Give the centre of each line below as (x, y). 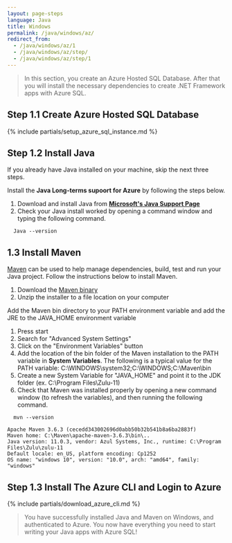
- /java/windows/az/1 (45, 46)
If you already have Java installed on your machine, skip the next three (108, 169)
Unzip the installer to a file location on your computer (93, 297)
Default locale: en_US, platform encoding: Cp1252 (82, 454)
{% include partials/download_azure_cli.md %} (74, 504)
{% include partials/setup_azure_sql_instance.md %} (82, 131)
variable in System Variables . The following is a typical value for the (115, 361)
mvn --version (34, 418)
